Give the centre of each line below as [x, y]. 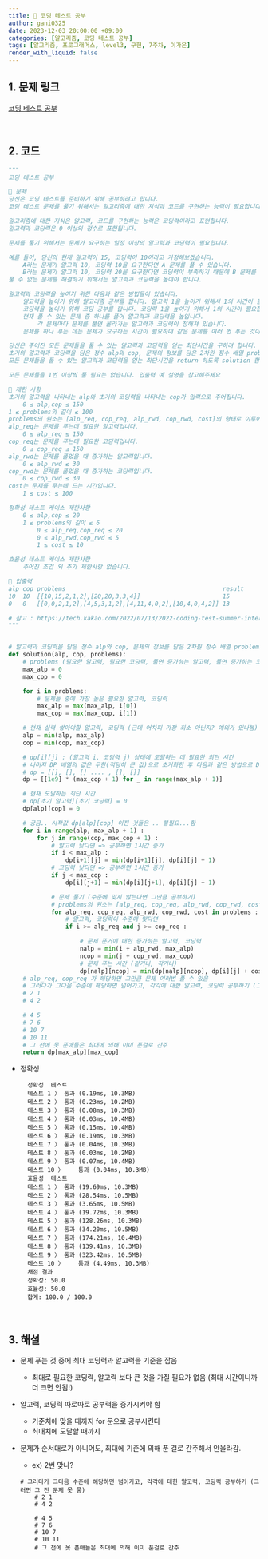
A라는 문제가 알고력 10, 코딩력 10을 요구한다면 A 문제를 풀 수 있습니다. [128, 265]
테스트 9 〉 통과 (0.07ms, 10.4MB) [82, 1162]
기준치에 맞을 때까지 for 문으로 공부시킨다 [96, 1421]
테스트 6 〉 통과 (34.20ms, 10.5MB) [83, 1230]
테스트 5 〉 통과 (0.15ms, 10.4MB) [82, 1128]
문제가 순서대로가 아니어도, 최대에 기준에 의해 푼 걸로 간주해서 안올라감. [130, 1449]
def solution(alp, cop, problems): [67, 655]
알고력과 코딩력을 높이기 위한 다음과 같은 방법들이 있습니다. [94, 294]
